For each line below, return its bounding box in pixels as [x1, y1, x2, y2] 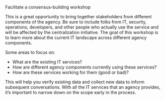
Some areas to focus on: [5, 49, 56, 55]
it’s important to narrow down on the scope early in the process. [5, 90, 137, 95]
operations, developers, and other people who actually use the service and [5, 24, 159, 30]
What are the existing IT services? [12, 59, 82, 65]
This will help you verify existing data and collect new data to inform [5, 79, 145, 85]
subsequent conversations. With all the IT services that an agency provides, [5, 84, 161, 90]
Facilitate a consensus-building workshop [5, 4, 91, 10]
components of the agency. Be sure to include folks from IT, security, [5, 19, 147, 25]
